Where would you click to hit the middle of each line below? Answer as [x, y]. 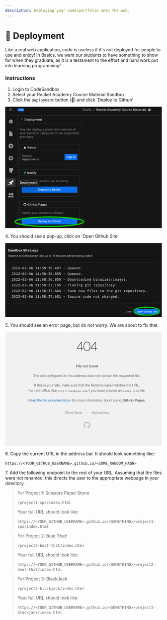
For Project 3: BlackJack [42, 579]
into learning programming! [33, 65]
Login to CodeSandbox [36, 89]
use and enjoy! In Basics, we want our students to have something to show [82, 55]
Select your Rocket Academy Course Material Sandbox [69, 94]
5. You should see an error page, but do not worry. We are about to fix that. [82, 325]
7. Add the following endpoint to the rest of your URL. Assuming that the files [83, 473]
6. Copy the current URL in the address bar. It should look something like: [80, 454]
